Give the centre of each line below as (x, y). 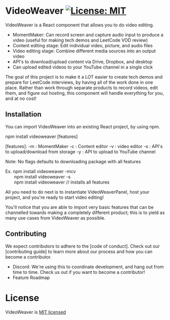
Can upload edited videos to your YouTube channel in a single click (83, 67)
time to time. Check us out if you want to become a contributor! (79, 272)
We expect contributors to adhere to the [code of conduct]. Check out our (82, 246)
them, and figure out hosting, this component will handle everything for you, (84, 93)
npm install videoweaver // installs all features (62, 182)
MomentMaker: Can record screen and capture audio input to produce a (88, 34)
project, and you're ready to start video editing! (55, 197)
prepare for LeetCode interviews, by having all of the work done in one (79, 82)
